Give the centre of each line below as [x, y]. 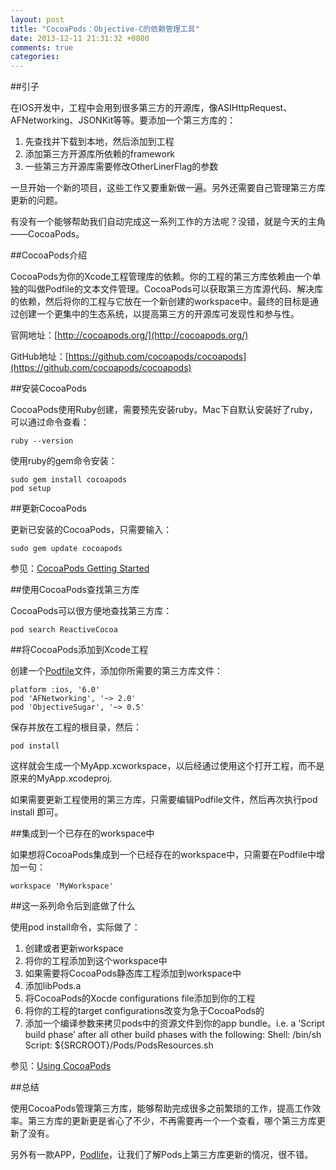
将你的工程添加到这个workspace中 [96, 961]
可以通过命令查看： [50, 422]
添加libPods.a [53, 986]
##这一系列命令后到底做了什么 [73, 906]
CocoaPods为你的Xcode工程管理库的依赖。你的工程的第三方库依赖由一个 [161, 277]
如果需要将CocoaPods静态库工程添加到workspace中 [133, 973]
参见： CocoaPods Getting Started [80, 568]
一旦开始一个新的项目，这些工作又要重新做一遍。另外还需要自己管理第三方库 [168, 188]
